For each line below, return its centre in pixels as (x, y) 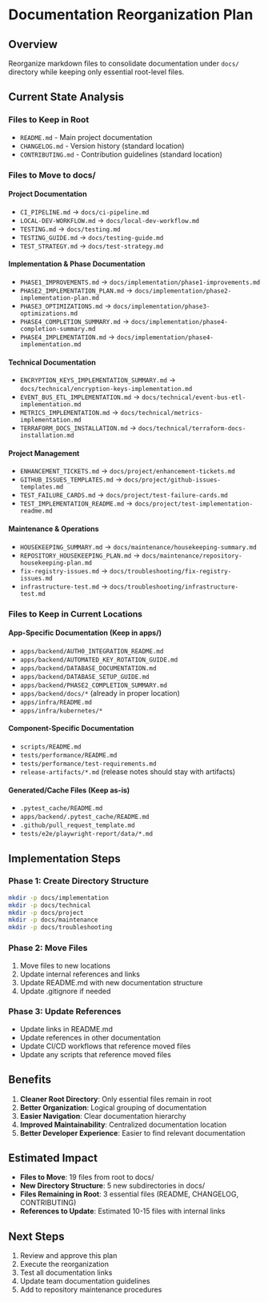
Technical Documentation (52, 362)
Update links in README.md (66, 1028)
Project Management (44, 453)
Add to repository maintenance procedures (91, 1290)
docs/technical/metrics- (162, 413)
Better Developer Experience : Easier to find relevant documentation (132, 1132)
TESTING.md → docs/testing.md (70, 229)
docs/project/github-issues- (172, 480)
